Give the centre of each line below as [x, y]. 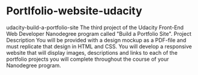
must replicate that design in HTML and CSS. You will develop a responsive [99, 46]
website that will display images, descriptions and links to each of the [92, 52]
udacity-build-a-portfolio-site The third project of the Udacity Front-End [95, 27]
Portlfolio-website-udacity [74, 11]
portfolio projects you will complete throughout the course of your [88, 59]
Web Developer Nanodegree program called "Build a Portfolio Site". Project [99, 33]
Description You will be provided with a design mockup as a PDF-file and [96, 40]
